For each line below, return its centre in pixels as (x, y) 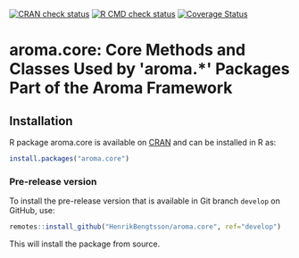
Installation (41, 121)
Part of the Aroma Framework (121, 88)
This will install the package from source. (85, 244)
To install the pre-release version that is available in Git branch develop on (145, 201)
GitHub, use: (32, 211)
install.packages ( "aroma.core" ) (69, 159)
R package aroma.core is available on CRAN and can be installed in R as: (143, 142)
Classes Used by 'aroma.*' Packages (149, 69)
